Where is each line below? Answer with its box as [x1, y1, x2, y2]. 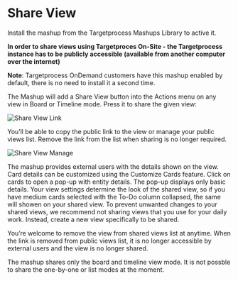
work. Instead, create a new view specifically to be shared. [7, 215, 180, 224]
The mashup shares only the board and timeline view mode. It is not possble [7, 258, 231, 266]
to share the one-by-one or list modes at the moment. [7, 265, 165, 274]
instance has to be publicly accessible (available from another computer [7, 50, 226, 58]
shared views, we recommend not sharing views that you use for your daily [7, 207, 227, 216]
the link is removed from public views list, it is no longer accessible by [7, 236, 212, 245]
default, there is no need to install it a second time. [7, 78, 156, 87]
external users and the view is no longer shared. [7, 243, 148, 253]
